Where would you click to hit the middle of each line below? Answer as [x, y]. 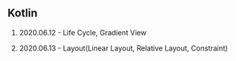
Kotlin [22, 13]
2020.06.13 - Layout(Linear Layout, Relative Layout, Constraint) [123, 48]
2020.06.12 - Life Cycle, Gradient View [83, 32]
